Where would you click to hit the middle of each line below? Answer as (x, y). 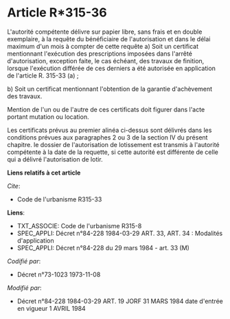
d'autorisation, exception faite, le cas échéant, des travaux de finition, (106, 60)
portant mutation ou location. (48, 117)
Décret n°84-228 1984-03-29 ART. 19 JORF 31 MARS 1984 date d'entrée (120, 301)
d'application (35, 240)
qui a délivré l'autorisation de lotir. (55, 159)
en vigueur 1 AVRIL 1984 (51, 308)
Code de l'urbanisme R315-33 (59, 199)
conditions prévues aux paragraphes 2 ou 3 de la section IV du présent (107, 137)
